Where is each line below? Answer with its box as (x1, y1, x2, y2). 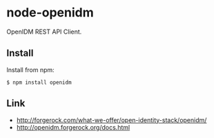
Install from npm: (6, 65, 55, 73)
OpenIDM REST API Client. (6, 27, 82, 36)
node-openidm (6, 5, 94, 21)
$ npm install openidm (6, 79, 72, 86)
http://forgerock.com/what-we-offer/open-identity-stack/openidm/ (16, 115, 207, 124)
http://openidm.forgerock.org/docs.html (16, 123, 130, 131)
